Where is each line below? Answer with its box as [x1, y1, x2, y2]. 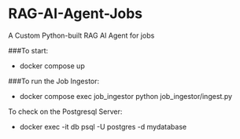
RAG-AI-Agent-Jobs [8, 5, 143, 23]
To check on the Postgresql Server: [8, 107, 123, 116]
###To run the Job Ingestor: [8, 76, 100, 86]
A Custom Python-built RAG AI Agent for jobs [8, 31, 155, 40]
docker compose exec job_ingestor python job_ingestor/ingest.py [19, 91, 233, 101]
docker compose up [19, 60, 85, 71]
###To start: [8, 46, 49, 55]
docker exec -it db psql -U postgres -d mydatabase [19, 122, 187, 131]
